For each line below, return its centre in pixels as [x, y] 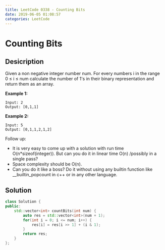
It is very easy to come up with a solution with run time [68, 149]
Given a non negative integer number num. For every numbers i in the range [82, 74]
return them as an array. [30, 84]
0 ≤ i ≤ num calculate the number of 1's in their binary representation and [80, 79]
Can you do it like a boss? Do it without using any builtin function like [82, 169]
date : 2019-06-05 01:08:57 [33, 14]
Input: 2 [14, 103]
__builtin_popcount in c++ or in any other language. [65, 175]
